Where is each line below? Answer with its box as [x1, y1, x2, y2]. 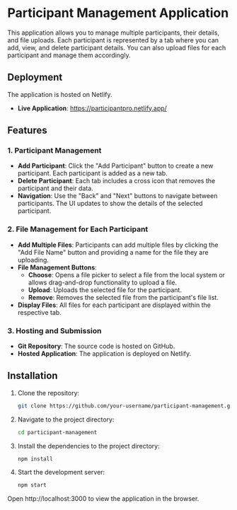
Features [7, 124, 47, 137]
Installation [7, 370, 58, 382]
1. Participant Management [7, 146, 102, 156]
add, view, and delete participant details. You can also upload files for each [7, 43, 226, 52]
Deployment [7, 71, 63, 83]
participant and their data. [17, 184, 93, 192]
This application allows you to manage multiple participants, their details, [7, 28, 220, 37]
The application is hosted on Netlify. [7, 90, 112, 98]
